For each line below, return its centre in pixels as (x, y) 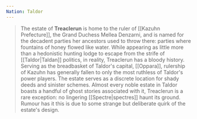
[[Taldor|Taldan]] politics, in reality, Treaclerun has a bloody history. (103, 59)
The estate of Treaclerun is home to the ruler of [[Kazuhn (90, 28)
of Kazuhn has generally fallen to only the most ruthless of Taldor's (102, 72)
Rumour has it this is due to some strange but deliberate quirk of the (103, 103)
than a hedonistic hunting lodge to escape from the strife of (93, 53)
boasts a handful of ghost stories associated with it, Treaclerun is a (102, 91)
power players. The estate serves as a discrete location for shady (100, 78)
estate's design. (40, 110)
